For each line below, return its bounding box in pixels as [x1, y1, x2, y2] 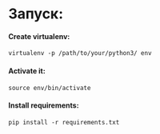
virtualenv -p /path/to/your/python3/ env [8, 49, 152, 57]
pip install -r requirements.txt [8, 118, 120, 126]
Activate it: [8, 65, 46, 76]
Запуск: [8, 5, 64, 23]
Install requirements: [8, 100, 79, 110]
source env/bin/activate [8, 84, 91, 92]
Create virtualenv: [8, 31, 70, 41]
